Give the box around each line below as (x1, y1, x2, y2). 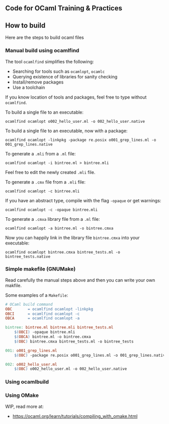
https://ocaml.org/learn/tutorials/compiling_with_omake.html (12, 413, 138, 419)
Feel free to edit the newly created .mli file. (5, 169, 96, 175)
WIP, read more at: (5, 403, 44, 409)
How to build (5, 21, 46, 30)
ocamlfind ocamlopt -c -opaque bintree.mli (5, 207, 98, 212)
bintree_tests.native (5, 254, 51, 259)
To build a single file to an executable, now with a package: (5, 128, 128, 134)
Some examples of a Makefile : (5, 292, 68, 298)
